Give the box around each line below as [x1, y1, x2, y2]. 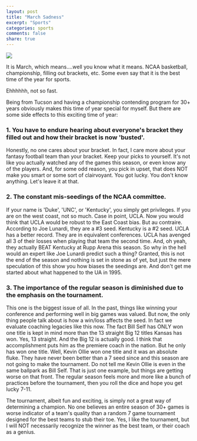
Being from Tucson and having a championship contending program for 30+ [6, 98, 191, 106]
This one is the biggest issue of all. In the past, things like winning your [6, 304, 178, 311]
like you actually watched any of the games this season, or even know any [6, 159, 186, 166]
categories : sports [6, 25, 54, 31]
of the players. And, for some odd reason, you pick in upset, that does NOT [6, 166, 188, 173]
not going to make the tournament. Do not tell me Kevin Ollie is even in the [6, 360, 186, 367]
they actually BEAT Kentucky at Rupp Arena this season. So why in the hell [6, 243, 186, 251]
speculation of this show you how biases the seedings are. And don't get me [6, 262, 192, 269]
